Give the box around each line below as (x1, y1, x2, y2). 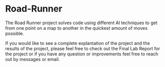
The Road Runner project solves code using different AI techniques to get (5, 20, 157, 26)
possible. (5, 30, 24, 36)
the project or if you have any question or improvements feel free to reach (5, 51, 158, 57)
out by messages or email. (5, 56, 60, 62)
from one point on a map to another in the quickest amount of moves (5, 25, 148, 31)
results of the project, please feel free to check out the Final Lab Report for (5, 45, 160, 51)
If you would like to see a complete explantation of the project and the (5, 40, 150, 46)
